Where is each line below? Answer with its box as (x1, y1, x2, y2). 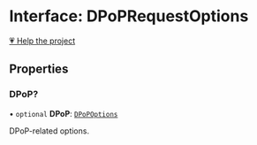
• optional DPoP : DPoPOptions (9, 108, 118, 118)
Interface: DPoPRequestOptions (9, 6, 249, 27)
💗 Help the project (9, 35, 76, 46)
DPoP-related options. (9, 126, 90, 136)
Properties (9, 62, 69, 77)
